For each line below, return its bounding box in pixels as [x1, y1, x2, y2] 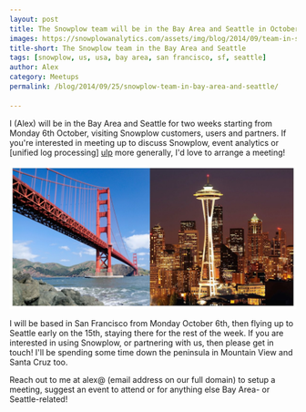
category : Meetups [9, 73, 79, 82]
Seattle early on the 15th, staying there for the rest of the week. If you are [9, 327, 284, 338]
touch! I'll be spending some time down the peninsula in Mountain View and [9, 346, 293, 357]
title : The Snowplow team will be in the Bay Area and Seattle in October [9, 24, 300, 34]
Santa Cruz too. [9, 356, 68, 367]
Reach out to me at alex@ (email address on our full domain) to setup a [9, 374, 276, 385]
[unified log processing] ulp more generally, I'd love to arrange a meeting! [9, 147, 286, 158]
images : [9, 34, 39, 43]
